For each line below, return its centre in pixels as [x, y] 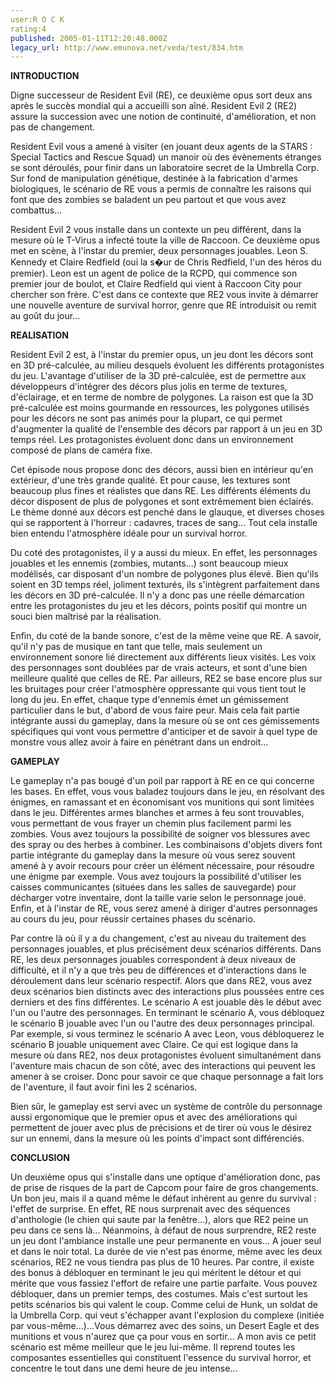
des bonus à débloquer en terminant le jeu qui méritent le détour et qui [156, 1273]
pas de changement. [53, 127]
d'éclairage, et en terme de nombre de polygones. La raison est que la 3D [162, 397]
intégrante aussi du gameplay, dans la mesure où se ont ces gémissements [165, 721]
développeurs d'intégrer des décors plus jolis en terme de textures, [149, 387]
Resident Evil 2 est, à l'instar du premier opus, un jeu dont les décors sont [162, 355]
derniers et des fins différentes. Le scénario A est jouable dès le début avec [166, 1002]
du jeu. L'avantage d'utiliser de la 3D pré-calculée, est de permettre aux [158, 376]
